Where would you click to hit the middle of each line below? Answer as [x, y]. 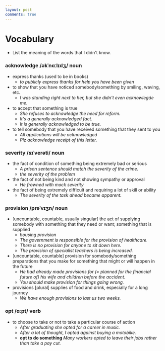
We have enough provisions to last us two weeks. [70, 298]
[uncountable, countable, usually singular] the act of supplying [76, 219]
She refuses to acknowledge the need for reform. [70, 113]
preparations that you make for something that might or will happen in [83, 261]
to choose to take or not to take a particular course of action [74, 322]
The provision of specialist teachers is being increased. [76, 251]
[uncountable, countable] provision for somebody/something [74, 256]
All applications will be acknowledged [58, 134]
